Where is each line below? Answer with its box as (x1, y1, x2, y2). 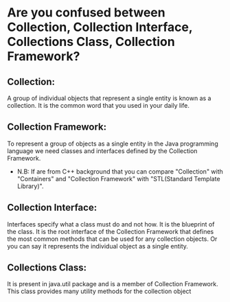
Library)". (16, 182, 44, 190)
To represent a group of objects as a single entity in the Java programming (7, 139, 218, 148)
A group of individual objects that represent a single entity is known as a (7, 94, 211, 102)
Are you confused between (7, 5, 166, 21)
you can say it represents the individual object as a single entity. (7, 242, 189, 250)
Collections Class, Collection (7, 34, 175, 49)
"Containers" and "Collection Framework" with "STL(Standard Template (16, 174, 221, 183)
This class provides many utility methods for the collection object (7, 287, 192, 296)
